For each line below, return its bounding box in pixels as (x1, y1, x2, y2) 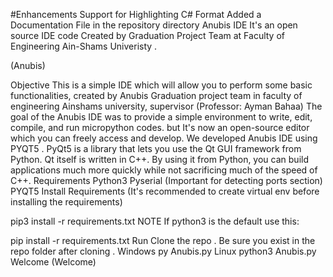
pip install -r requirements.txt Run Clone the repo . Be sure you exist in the (10, 235, 316, 246)
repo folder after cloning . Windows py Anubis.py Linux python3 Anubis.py (10, 245, 317, 257)
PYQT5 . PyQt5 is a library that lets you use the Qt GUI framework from (10, 143, 302, 154)
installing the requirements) (10, 196, 123, 208)
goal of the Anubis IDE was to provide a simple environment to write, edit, (10, 111, 313, 123)
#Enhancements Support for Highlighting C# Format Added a (10, 9, 262, 20)
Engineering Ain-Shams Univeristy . (10, 40, 158, 52)
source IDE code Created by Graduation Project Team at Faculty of (10, 30, 286, 41)
